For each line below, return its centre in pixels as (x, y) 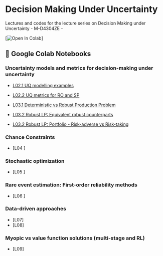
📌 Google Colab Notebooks (48, 54)
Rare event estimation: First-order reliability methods (71, 185)
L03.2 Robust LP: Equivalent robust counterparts (63, 114)
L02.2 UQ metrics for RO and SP (46, 95)
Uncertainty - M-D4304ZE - (34, 28)
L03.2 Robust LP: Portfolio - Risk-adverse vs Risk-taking (70, 124)
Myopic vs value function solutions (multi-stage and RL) (75, 238)
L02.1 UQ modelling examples (43, 85)
